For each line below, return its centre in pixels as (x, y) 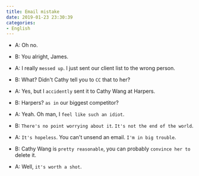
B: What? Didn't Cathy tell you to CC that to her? (72, 80)
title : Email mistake (33, 12)
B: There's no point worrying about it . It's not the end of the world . (104, 126)
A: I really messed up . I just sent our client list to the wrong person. (95, 68)
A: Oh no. (26, 45)
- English (18, 28)
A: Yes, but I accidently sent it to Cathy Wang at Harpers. (85, 91)
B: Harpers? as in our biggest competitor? (67, 103)
